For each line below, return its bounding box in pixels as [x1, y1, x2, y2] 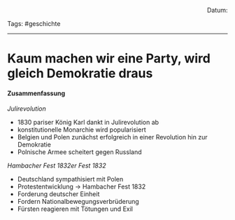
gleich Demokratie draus [7, 66, 153, 81]
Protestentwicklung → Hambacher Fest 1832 [17, 182, 146, 191]
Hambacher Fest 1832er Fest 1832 [7, 161, 106, 170]
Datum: [206, 6, 228, 14]
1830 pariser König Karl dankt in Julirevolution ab [17, 118, 159, 127]
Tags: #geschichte [7, 20, 61, 27]
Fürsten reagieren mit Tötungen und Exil [17, 205, 133, 213]
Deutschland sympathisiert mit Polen [17, 175, 124, 184]
